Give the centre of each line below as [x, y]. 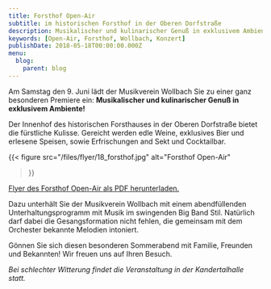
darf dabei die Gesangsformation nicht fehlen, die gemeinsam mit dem [126, 221]
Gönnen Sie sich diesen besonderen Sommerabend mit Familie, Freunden [130, 245]
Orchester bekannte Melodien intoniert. [74, 229]
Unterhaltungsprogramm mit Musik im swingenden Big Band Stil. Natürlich [132, 212]
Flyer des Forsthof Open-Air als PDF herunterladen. [94, 188]
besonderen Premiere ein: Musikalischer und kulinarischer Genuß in [124, 100]
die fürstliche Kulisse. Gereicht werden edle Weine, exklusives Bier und [126, 132]
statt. [17, 278]
